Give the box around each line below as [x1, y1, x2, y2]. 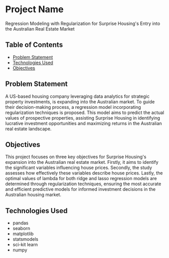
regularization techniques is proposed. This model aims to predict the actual [5, 109, 164, 116]
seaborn [12, 225, 30, 232]
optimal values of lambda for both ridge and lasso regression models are [5, 176, 157, 182]
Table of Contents [5, 41, 63, 49]
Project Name [5, 4, 64, 15]
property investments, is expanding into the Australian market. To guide [5, 98, 155, 105]
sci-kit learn [12, 242, 38, 248]
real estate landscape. [5, 126, 52, 132]
